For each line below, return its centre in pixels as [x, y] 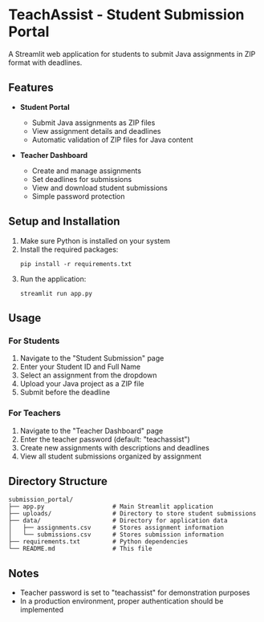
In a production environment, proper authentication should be [122, 601]
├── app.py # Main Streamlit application [111, 507]
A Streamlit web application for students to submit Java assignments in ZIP [132, 54]
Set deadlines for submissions [82, 179]
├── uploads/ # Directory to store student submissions [132, 514]
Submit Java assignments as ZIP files [93, 123]
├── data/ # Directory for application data [118, 521]
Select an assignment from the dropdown [88, 375]
